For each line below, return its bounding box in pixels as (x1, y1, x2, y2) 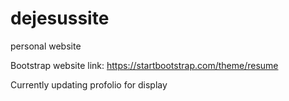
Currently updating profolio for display (10, 78, 168, 91)
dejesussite (10, 7, 110, 30)
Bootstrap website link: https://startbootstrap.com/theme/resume (10, 59, 279, 71)
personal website (10, 40, 82, 52)
